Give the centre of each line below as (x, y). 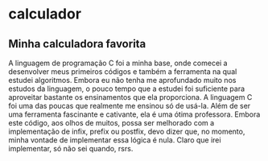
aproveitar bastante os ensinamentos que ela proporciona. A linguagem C (130, 97)
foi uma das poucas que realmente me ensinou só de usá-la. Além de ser (130, 106)
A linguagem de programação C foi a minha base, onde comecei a (118, 63)
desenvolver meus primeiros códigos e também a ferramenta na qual (123, 72)
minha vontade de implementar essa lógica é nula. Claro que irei (115, 140)
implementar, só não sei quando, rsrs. (71, 149)
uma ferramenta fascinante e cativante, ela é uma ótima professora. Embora (134, 114)
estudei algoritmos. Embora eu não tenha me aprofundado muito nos (122, 80)
